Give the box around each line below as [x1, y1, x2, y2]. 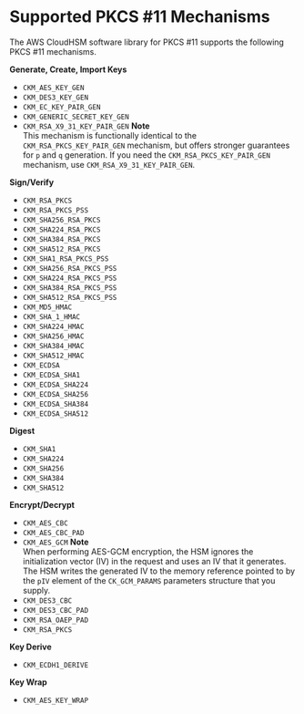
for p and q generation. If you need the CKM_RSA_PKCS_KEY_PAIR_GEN [22, 149, 271, 160]
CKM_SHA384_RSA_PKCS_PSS [22, 283, 117, 293]
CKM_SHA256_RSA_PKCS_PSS [22, 264, 117, 273]
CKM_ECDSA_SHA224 [22, 380, 89, 389]
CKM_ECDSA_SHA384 [22, 399, 89, 409]
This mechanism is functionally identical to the [22, 129, 198, 140]
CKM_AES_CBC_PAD [22, 528, 85, 537]
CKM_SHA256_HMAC [22, 331, 85, 341]
